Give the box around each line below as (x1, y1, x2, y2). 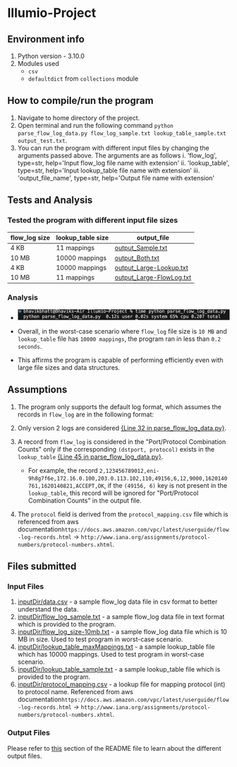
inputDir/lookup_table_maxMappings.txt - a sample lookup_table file (17, 643, 215, 651)
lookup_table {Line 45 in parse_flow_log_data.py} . (17, 452, 164, 461)
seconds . (17, 341, 42, 351)
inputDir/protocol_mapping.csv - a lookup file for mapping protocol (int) (17, 680, 226, 689)
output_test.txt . (17, 136, 68, 144)
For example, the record (28, 466, 98, 474)
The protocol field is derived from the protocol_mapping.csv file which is (17, 510, 229, 518)
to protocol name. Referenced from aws (17, 688, 134, 696)
